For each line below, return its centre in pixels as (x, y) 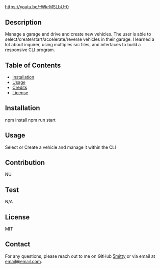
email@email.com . (24, 261)
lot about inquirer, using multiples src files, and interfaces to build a (73, 45)
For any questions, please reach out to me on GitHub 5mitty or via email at (80, 256)
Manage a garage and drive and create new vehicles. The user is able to (78, 34)
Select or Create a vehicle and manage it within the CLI (61, 147)
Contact (18, 244)
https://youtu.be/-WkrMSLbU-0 (37, 7)
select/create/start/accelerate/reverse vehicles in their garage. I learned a (80, 39)
